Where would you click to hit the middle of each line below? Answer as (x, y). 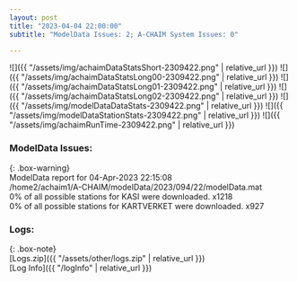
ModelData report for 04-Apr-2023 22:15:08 (91, 177)
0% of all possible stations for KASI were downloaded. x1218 (121, 196)
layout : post (34, 18)
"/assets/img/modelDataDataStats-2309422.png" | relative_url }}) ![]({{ (152, 106)
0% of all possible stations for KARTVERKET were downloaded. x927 (137, 206)
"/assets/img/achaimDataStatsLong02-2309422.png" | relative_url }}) (150, 96)
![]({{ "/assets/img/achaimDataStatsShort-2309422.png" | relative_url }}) (144, 67)
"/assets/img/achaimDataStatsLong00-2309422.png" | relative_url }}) (150, 77)
